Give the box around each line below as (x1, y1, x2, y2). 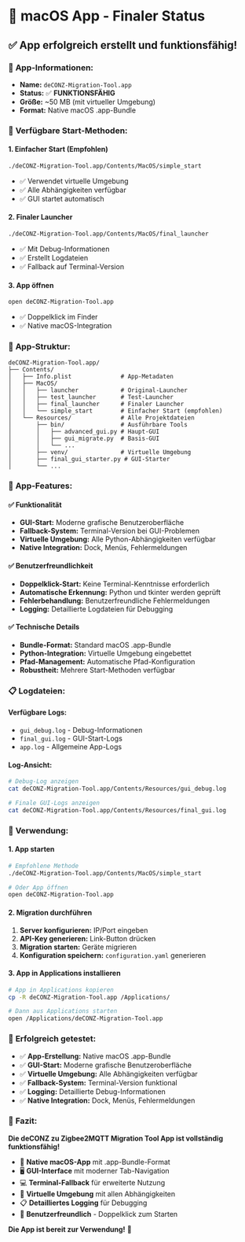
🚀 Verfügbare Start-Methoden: (8, 125, 128, 136)
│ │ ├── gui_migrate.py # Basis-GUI (8, 434, 159, 443)
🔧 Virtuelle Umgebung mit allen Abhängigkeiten (19, 1188, 176, 1199)
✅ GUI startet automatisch (19, 194, 104, 203)
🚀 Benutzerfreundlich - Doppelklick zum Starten (19, 1209, 178, 1218)
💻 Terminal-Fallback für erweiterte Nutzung (19, 1177, 166, 1187)
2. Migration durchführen (8, 907, 93, 917)
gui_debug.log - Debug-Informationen (19, 725, 143, 734)
